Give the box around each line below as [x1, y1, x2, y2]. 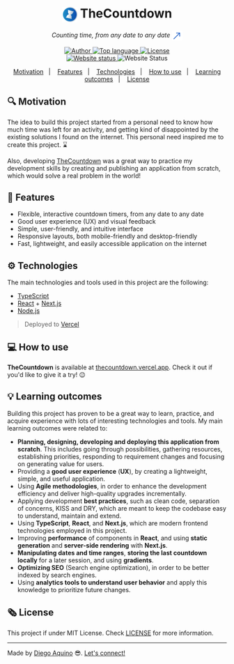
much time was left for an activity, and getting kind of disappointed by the [7, 125, 219, 134]
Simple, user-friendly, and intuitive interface [17, 225, 144, 233]
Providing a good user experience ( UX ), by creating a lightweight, [17, 467, 208, 475]
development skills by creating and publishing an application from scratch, [7, 164, 221, 172]
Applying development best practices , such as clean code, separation [17, 497, 220, 505]
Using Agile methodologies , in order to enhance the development [17, 481, 207, 490]
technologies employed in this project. [17, 526, 127, 534]
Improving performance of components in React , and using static [17, 534, 208, 542]
